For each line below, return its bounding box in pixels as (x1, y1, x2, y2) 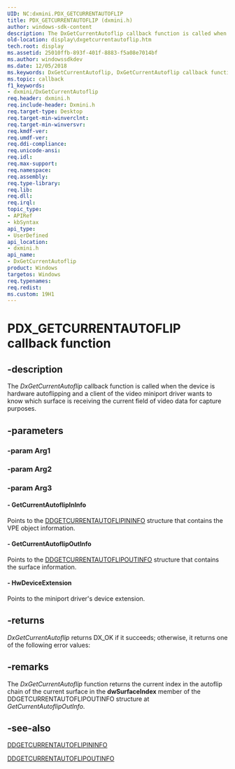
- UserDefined (7, 232, 49, 239)
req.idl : (7, 154, 33, 161)
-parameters (7, 425, 64, 437)
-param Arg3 (7, 483, 52, 493)
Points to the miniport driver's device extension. (7, 594, 145, 603)
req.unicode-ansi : (7, 147, 61, 154)
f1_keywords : (7, 82, 45, 89)
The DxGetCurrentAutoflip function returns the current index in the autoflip (7, 679, 222, 688)
